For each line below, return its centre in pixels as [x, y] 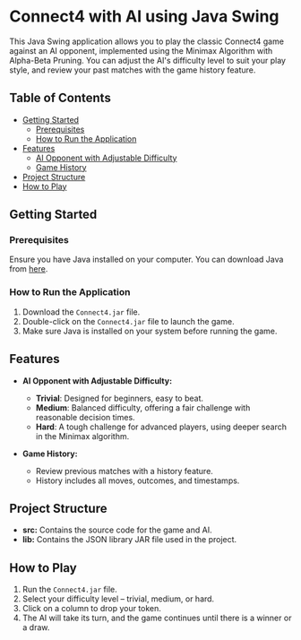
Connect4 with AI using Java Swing [144, 17]
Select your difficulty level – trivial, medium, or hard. [118, 599]
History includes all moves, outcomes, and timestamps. [138, 480]
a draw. [36, 627]
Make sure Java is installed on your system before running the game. [150, 331]
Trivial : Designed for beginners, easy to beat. [120, 398]
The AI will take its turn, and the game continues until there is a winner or [157, 618]
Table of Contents [60, 98]
